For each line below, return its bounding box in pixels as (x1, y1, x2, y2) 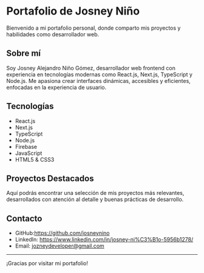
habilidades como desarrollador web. (6, 30, 100, 38)
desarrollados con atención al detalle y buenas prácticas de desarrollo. (6, 196, 184, 203)
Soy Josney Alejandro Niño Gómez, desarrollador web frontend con (6, 64, 176, 71)
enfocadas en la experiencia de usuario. (6, 84, 107, 91)
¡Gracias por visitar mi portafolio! (6, 260, 89, 267)
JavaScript (15, 150, 42, 157)
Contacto (6, 213, 42, 223)
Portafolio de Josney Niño (6, 4, 140, 18)
